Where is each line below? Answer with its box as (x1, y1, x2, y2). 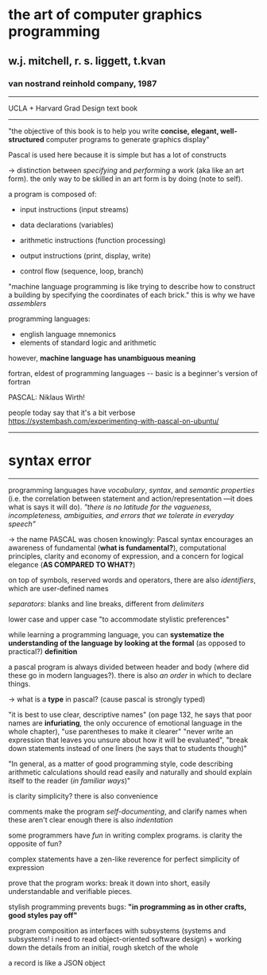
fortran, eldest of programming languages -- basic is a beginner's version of (8, 368, 258, 378)
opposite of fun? (8, 838, 62, 848)
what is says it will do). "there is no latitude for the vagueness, (8, 502, 212, 512)
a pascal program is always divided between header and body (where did (8, 662, 250, 671)
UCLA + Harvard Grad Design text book (8, 103, 138, 113)
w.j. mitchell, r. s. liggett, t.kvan (8, 54, 166, 68)
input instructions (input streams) (19, 204, 130, 214)
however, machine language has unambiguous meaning (8, 353, 196, 362)
